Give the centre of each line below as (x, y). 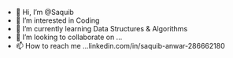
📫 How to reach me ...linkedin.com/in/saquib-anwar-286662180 (120, 46)
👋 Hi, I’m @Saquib (45, 12)
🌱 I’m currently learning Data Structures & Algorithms (102, 29)
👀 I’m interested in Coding (57, 20)
